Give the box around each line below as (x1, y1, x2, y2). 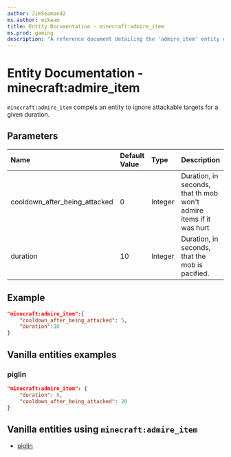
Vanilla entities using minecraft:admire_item (7, 423, 198, 435)
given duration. (7, 110, 50, 119)
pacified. (181, 269, 210, 278)
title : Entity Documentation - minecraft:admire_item (7, 23, 165, 30)
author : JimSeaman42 (7, 10, 67, 17)
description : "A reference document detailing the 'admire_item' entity (7, 36, 220, 43)
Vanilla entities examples (7, 349, 117, 360)
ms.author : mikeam (7, 17, 60, 23)
